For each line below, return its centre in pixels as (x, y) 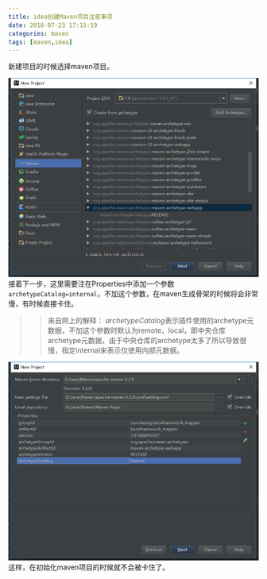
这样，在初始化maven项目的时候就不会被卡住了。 (89, 567)
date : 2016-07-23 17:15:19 (53, 25)
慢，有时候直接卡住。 (43, 303)
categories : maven (39, 33)
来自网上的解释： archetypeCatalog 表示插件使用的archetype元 (151, 320)
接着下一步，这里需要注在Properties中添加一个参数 (91, 284)
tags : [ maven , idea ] (41, 42)
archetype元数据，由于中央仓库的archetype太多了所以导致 (143, 340)
